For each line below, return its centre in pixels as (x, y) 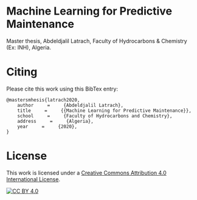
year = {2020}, (47, 126)
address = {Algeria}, (56, 121)
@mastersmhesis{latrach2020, (43, 100)
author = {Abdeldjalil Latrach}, (70, 105)
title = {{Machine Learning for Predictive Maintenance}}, (104, 111)
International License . (33, 179)
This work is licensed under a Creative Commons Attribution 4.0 (87, 173)
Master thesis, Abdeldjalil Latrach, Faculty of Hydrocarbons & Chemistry (97, 41)
